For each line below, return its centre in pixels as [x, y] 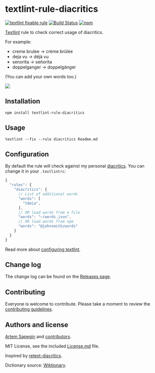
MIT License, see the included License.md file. [52, 346]
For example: [18, 42]
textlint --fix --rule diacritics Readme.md [51, 139]
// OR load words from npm [46, 222]
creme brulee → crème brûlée [42, 51]
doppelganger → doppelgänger [44, 67]
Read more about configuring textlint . [43, 249]
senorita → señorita [32, 62]
